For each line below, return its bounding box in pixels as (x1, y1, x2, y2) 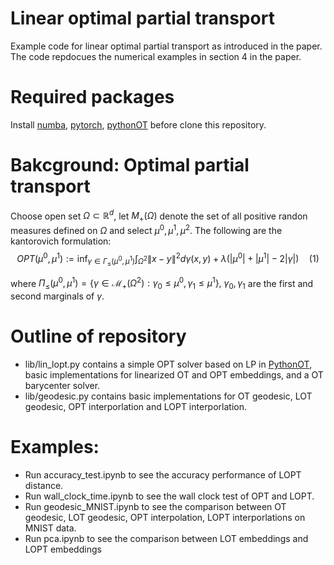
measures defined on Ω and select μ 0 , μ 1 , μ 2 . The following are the (10, 223, 283, 236)
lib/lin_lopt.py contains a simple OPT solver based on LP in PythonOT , (24, 358, 313, 371)
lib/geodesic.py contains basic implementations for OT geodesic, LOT (24, 390, 313, 402)
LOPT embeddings (24, 543, 102, 556)
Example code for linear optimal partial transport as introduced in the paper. (10, 40, 323, 52)
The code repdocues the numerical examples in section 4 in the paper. (10, 50, 302, 62)
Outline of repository (10, 325, 187, 348)
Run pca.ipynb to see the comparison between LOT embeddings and (24, 533, 309, 545)
